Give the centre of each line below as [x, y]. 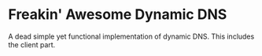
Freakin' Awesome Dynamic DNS [118, 15]
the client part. [32, 44]
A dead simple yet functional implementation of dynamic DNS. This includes [131, 36]
